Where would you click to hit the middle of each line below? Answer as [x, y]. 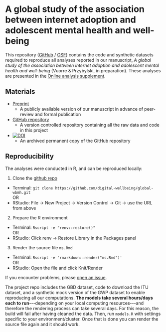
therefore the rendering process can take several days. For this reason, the [82, 308]
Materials [20, 91]
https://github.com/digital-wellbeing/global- [104, 188]
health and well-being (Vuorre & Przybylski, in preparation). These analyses [83, 70]
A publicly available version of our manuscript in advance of [82, 109]
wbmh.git [21, 192]
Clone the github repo [35, 178]
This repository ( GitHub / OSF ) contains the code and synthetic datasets [79, 55]
